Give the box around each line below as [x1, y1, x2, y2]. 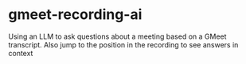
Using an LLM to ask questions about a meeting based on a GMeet [8, 32, 227, 41]
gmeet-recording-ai [8, 6, 143, 24]
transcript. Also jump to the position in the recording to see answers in [8, 40, 239, 49]
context [8, 48, 33, 58]
